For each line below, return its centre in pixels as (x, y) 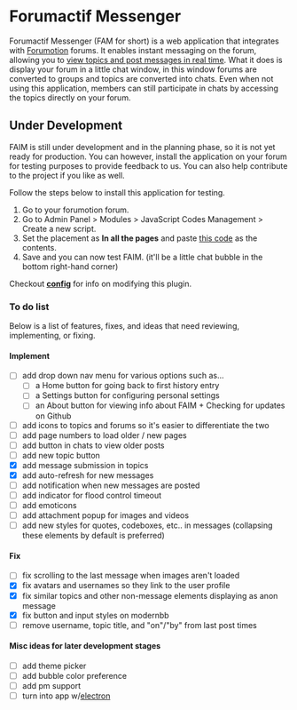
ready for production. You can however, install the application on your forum (148, 156)
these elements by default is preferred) (94, 536)
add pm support (51, 686)
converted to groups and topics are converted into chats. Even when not (141, 78)
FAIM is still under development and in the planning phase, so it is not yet (142, 147)
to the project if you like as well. (67, 175)
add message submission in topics (85, 465)
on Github (53, 416)
